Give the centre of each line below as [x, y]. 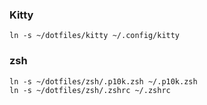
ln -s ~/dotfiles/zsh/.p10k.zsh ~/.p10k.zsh [103, 81]
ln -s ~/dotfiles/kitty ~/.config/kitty [95, 36]
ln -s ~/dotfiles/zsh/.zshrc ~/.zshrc [90, 90]
